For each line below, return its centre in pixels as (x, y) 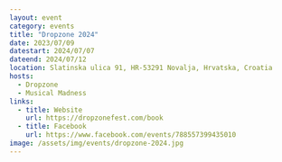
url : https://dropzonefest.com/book (95, 118)
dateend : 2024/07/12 (48, 59)
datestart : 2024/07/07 (52, 51)
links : (22, 101)
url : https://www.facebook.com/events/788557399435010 (131, 135)
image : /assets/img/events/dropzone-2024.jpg (96, 143)
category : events (42, 26)
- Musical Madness (52, 93)
